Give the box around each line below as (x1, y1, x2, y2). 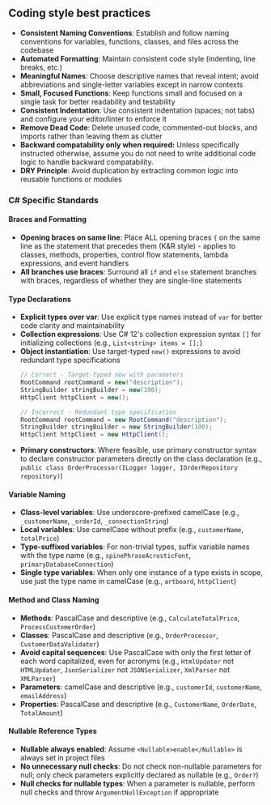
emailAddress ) (19, 690, 67, 700)
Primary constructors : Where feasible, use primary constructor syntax (19, 445, 257, 455)
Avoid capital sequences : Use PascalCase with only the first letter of (19, 647, 252, 657)
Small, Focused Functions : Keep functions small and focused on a (19, 88, 243, 98)
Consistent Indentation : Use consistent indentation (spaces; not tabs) (19, 105, 255, 115)
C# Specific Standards (8, 194, 100, 206)
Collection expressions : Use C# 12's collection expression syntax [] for (19, 330, 261, 339)
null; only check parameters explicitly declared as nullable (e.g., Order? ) (19, 769, 259, 780)
